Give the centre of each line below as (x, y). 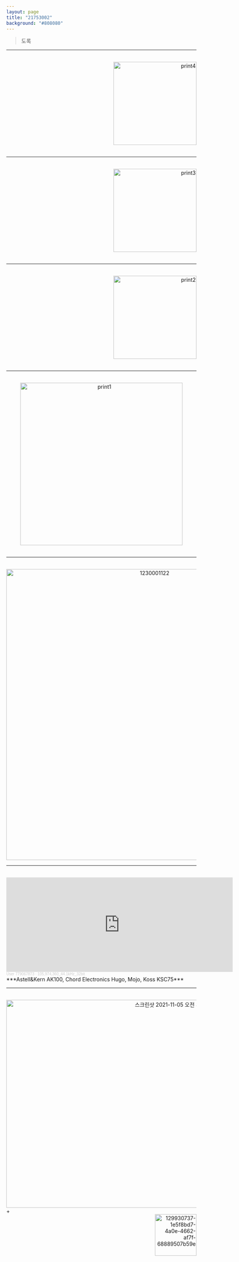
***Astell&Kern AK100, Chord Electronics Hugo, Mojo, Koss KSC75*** (95, 980)
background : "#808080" (35, 23)
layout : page (23, 12)
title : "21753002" (29, 18)
